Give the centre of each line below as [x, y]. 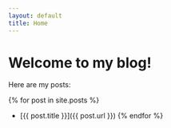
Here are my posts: [40, 85]
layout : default [35, 16]
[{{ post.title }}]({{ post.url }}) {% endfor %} [91, 116]
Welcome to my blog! [80, 63]
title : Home [28, 23]
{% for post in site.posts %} [54, 100]
